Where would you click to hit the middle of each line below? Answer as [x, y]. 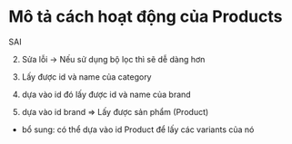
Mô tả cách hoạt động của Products [146, 17]
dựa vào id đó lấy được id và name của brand [106, 94]
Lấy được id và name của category [86, 77]
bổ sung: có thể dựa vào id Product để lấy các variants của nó [138, 130]
